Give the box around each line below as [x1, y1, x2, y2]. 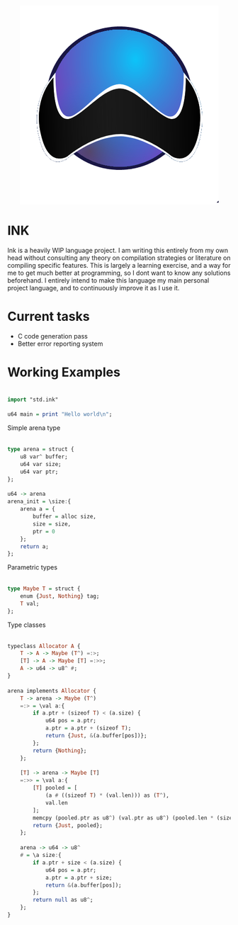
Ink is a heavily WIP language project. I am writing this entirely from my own [7, 246, 229, 254]
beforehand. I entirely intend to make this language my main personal [7, 276, 210, 285]
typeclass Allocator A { [7, 642, 81, 649]
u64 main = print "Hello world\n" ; [7, 411, 113, 418]
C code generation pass [17, 331, 89, 340]
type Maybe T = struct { [7, 585, 81, 593]
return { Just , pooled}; [33, 822, 103, 829]
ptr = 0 [33, 528, 55, 535]
